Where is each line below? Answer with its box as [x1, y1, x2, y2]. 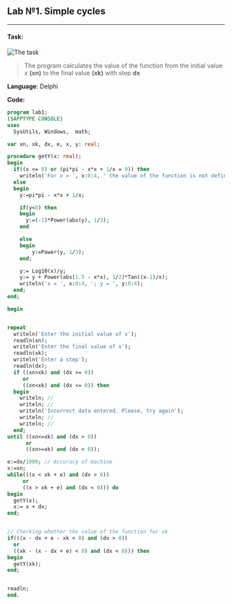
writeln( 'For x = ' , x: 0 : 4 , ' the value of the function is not [19, 173, 209, 179]
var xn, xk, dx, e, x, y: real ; [7, 141, 100, 148]
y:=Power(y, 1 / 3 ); [32, 249, 85, 255]
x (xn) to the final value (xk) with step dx [23, 69, 140, 77]
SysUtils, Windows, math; [13, 128, 91, 135]
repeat [7, 324, 26, 331]
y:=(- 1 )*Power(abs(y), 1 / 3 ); [25, 217, 110, 224]
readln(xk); [13, 350, 48, 357]
